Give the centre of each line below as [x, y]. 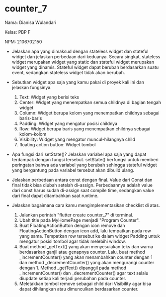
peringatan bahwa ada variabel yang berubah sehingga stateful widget [84, 165]
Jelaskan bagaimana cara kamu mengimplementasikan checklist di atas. [86, 205]
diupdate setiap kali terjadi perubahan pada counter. [73, 278]
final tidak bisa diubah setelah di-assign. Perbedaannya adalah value [82, 185]
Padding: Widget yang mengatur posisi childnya [68, 123]
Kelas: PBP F [18, 32]
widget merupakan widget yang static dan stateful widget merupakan [83, 62]
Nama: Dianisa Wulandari [31, 22]
